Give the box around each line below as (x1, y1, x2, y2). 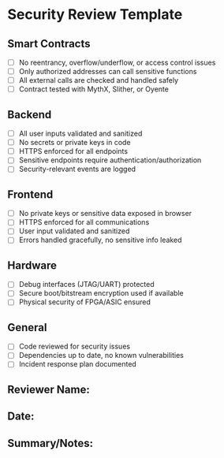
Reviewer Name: (7, 382, 90, 396)
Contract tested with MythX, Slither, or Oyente (18, 84, 169, 94)
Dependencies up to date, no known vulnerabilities (18, 351, 185, 360)
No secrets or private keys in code (18, 138, 131, 147)
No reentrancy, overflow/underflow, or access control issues (18, 58, 216, 67)
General (7, 321, 48, 334)
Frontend (7, 188, 54, 201)
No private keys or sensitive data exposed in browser (18, 209, 192, 218)
